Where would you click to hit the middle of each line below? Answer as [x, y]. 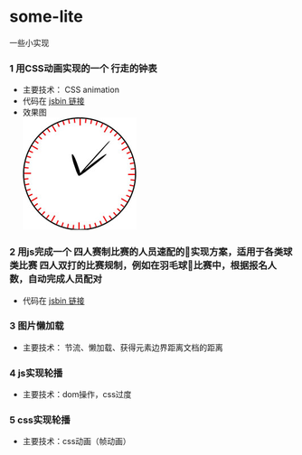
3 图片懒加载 [37, 326]
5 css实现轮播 [40, 420]
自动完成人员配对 [65, 279]
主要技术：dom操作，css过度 [77, 395]
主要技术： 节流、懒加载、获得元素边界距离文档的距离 [123, 347]
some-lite [47, 17]
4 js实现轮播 [36, 373]
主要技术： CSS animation [71, 90]
